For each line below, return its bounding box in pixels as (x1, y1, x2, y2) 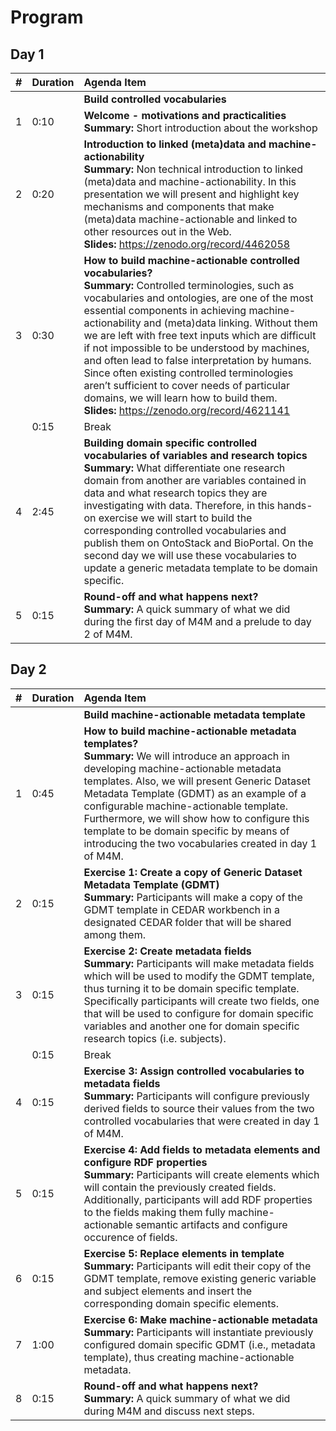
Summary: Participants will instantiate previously (83, 1325, 314, 1339)
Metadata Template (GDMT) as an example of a (83, 786, 307, 800)
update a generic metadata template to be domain (83, 561, 318, 575)
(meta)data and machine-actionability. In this (83, 175, 297, 188)
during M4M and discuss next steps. (83, 1404, 255, 1418)
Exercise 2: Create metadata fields (83, 944, 252, 958)
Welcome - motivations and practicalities (83, 109, 287, 122)
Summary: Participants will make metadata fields (83, 956, 315, 970)
